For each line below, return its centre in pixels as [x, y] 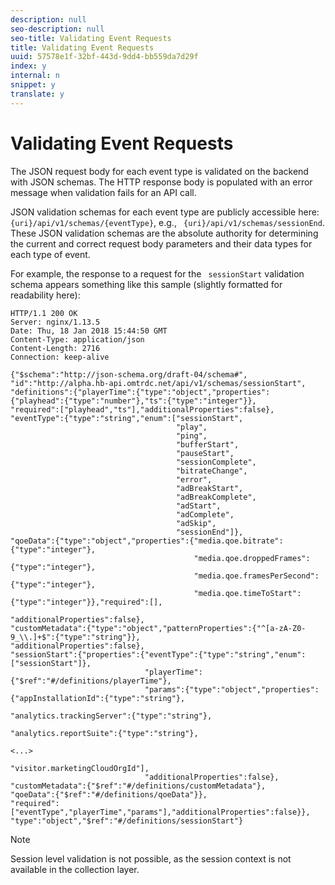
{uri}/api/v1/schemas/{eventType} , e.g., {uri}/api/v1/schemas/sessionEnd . [167, 222]
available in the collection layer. [75, 869]
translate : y [37, 94]
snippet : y [33, 85]
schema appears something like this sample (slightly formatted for [146, 284]
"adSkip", [196, 523]
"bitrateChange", [211, 471]
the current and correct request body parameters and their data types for [161, 243]
